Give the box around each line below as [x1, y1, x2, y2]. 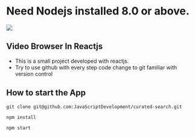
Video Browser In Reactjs [6, 41, 103, 52]
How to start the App [6, 88, 86, 98]
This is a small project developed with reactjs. [14, 57, 129, 65]
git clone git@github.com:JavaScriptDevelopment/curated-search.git [6, 104, 182, 110]
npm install [6, 114, 36, 120]
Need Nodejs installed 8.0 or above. [6, 4, 190, 18]
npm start [6, 125, 31, 131]
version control [14, 70, 53, 77]
